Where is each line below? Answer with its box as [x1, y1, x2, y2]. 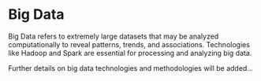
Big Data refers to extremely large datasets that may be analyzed [8, 31, 219, 41]
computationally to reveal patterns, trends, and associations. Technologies [8, 39, 251, 49]
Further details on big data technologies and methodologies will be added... [8, 63, 254, 72]
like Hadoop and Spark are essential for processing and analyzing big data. [8, 48, 252, 57]
